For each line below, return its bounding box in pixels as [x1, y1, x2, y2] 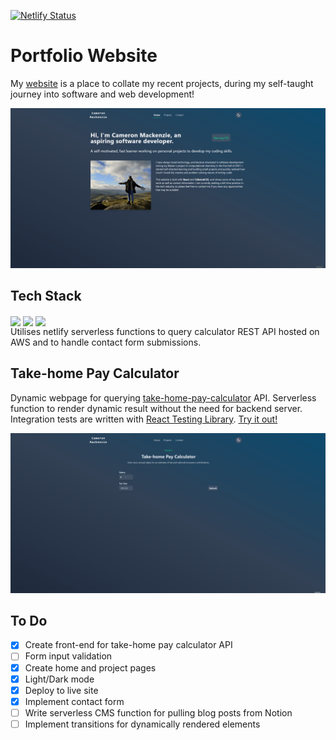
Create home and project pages [24, 661, 157, 674]
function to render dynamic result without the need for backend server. [10, 402, 303, 414]
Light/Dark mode [24, 673, 95, 685]
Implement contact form [24, 695, 125, 707]
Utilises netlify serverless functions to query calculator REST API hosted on [10, 325, 320, 337]
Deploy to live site [24, 684, 99, 696]
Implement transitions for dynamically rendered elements [24, 718, 261, 730]
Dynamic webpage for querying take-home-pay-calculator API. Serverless [10, 391, 317, 404]
